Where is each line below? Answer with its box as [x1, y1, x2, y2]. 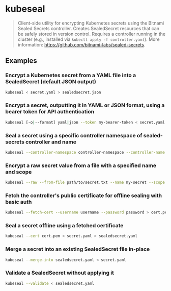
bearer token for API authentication [5, 108, 95, 115]
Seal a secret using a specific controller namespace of [5, 132, 142, 139]
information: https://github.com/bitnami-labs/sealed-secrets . [17, 41, 146, 47]
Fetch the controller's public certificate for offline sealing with [5, 192, 162, 199]
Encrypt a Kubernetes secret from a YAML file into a [5, 72, 136, 79]
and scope [5, 168, 32, 175]
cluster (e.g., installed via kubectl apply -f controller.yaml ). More [17, 36, 160, 42]
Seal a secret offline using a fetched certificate [5, 222, 124, 229]
